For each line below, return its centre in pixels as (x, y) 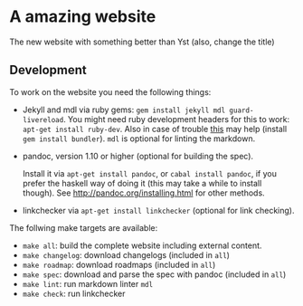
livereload (43, 120)
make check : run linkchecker (74, 293)
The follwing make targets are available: (84, 227)
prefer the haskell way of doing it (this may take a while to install (142, 183)
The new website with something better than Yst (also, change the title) (142, 42)
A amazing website (83, 17)
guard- (241, 110)
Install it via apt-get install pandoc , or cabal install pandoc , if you (150, 173)
